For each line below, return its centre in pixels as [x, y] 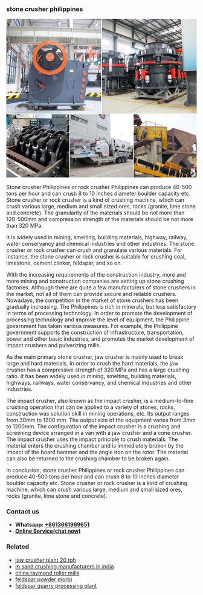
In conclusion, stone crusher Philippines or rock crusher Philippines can [95, 470]
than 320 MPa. [25, 225]
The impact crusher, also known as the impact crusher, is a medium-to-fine [100, 400]
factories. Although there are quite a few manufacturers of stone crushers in [101, 287]
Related [18, 547]
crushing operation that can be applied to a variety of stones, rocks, [91, 407]
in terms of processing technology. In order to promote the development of [99, 313]
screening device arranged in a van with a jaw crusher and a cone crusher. [99, 433]
